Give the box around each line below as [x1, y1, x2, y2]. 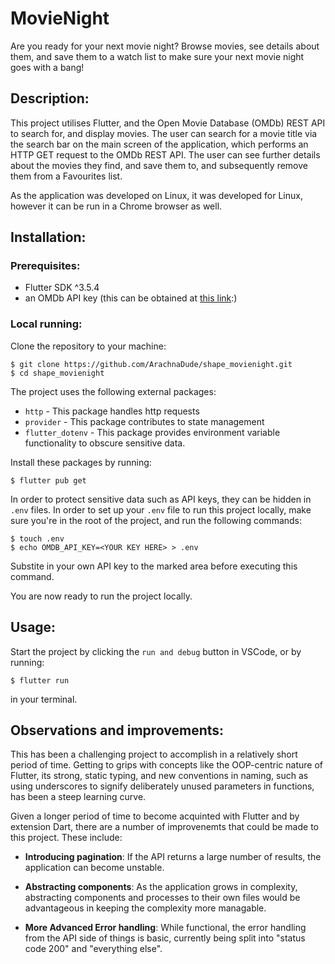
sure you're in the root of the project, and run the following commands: [10, 514, 303, 526]
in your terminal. [10, 693, 78, 705]
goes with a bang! [10, 61, 85, 73]
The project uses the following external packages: [10, 385, 217, 397]
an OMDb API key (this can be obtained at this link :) [24, 292, 238, 304]
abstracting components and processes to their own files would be [24, 892, 301, 904]
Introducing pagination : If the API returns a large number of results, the [24, 851, 322, 863]
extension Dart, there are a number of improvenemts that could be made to [10, 821, 319, 833]
